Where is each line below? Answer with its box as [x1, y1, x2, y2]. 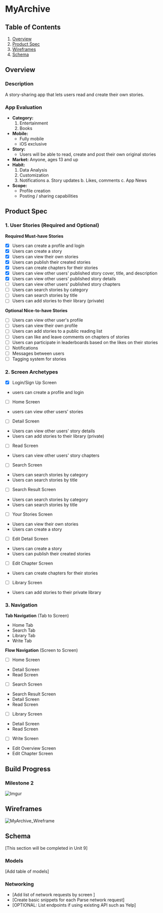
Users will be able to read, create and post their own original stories [19, 151, 156, 157]
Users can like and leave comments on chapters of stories [12, 334, 130, 340]
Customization [19, 172, 49, 178]
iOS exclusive [19, 141, 47, 147]
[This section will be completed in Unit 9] [5, 845, 88, 851]
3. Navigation [5, 601, 38, 608]
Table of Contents [5, 23, 61, 31]
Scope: [12, 182, 27, 188]
